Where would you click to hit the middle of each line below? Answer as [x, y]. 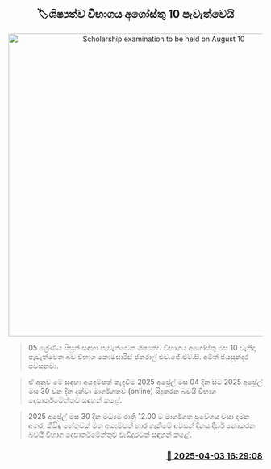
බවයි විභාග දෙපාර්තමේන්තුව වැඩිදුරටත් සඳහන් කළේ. [110, 434]
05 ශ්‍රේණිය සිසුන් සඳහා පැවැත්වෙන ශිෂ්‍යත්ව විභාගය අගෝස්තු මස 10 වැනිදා [142, 347]
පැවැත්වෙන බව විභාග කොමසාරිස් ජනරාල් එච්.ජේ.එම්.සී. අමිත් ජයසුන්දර [138, 356]
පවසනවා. [43, 366]
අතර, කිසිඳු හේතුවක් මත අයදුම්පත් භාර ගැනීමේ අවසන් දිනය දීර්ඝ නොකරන [142, 425]
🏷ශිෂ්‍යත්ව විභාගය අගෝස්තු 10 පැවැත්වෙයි [135, 14]
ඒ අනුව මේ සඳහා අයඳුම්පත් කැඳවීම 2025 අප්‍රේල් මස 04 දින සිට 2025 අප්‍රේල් [145, 382]
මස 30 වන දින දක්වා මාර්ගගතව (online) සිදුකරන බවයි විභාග [122, 391]
